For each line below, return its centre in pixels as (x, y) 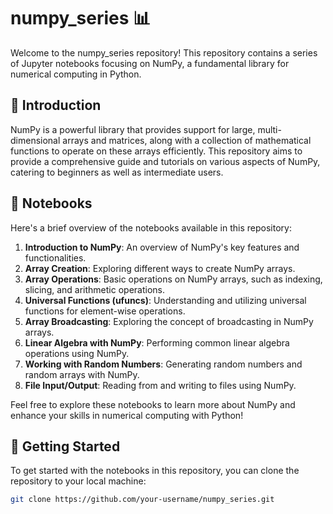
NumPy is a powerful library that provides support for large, (133, 129)
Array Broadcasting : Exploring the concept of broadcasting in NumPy (169, 321)
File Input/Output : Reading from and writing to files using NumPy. (160, 385)
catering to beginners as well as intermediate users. (117, 172)
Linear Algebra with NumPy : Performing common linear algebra (157, 342)
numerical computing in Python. (76, 74)
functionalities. (55, 257)
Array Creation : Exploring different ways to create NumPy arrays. (160, 268)
